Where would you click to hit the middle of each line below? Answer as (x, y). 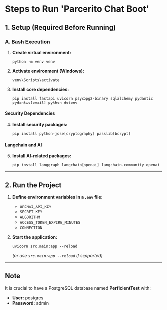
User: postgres (28, 298)
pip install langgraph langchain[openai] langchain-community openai (86, 165)
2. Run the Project (33, 185)
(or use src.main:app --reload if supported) (57, 256)
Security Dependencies (30, 113)
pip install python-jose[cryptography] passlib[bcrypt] (71, 134)
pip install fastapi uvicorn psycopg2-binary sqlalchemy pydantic (83, 98)
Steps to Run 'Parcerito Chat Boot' (77, 9)
